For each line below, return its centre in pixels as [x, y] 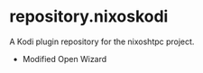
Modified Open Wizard [65, 59]
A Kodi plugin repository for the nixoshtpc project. [102, 41]
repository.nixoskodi [89, 17]
